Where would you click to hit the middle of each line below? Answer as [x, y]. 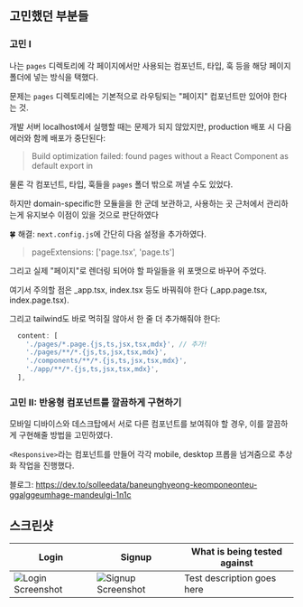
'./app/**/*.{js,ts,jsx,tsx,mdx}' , [92, 369]
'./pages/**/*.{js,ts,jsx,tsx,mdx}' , [96, 352]
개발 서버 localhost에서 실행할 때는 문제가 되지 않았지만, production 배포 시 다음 [151, 126]
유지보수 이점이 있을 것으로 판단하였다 [92, 214]
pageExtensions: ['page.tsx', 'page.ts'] [103, 252]
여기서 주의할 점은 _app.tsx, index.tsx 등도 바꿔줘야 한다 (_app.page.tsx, [138, 289]
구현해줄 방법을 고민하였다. [66, 435]
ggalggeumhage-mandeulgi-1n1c [70, 495]
